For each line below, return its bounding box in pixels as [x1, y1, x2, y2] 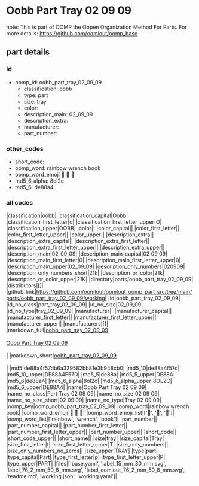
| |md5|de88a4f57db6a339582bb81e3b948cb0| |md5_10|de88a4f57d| [6, 364, 180, 372]
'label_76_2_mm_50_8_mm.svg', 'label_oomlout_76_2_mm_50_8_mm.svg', [6, 466, 185, 473]
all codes [6, 198, 33, 206]
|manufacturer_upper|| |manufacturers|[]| [6, 320, 109, 327]
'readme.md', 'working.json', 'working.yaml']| [6, 473, 118, 480]
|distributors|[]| [6, 282, 44, 289]
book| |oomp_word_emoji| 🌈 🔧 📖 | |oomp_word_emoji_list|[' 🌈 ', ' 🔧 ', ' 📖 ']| [6, 409, 174, 417]
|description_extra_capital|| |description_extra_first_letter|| [6, 238, 150, 245]
